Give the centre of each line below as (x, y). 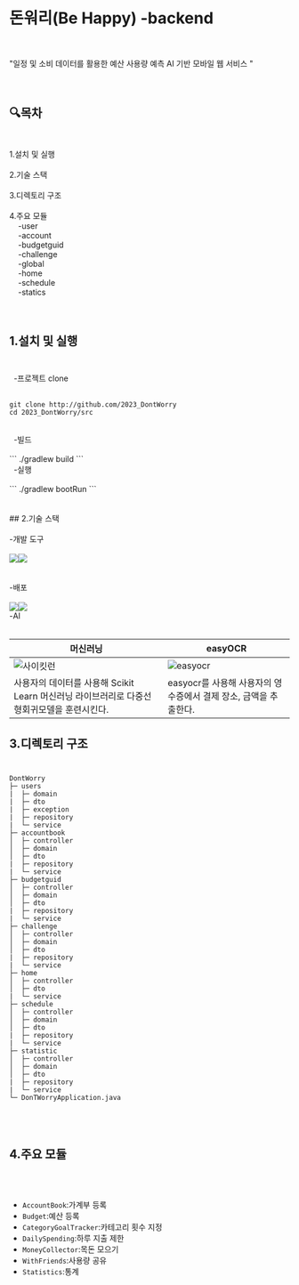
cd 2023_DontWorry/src (51, 412)
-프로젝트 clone (40, 378)
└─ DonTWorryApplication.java (65, 1098)
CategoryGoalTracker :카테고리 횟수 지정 (92, 1227)
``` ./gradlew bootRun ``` (53, 489)
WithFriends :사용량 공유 (64, 1261)
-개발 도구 (27, 538)
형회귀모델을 (39, 709)
